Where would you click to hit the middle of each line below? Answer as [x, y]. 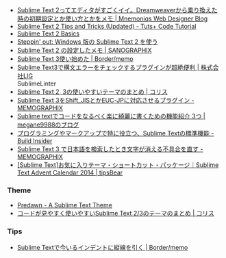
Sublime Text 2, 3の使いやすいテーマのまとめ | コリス [92, 92]
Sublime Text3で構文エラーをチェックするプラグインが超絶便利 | [108, 67]
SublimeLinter [37, 83]
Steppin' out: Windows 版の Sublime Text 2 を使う [88, 42]
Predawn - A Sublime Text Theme [65, 205]
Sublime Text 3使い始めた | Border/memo [75, 59]
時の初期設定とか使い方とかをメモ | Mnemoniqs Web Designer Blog [112, 18]
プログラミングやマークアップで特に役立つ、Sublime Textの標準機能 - [115, 133]
